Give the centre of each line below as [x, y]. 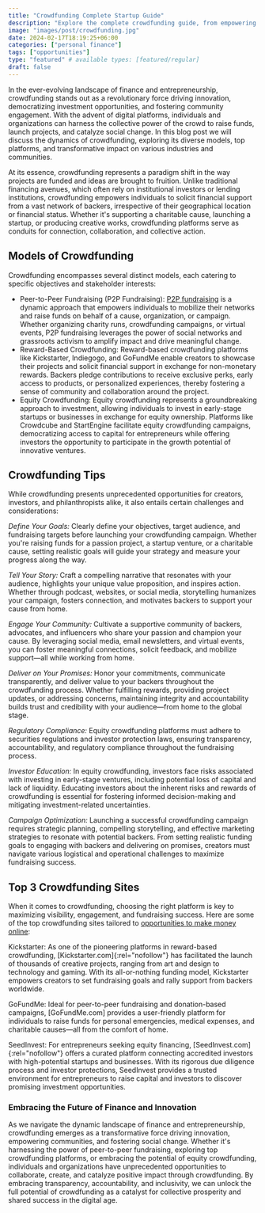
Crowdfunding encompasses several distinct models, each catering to [122, 275]
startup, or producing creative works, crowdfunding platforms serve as [124, 222]
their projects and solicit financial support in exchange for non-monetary [138, 366]
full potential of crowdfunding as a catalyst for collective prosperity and [125, 1192]
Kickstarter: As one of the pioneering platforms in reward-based [113, 947]
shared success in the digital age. [63, 1200]
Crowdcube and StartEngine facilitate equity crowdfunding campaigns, [135, 425]
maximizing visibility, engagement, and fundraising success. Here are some [131, 915]
